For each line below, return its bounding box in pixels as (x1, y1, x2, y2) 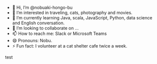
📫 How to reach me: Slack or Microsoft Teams (12, 31, 107, 36)
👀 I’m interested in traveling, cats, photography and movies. (12, 10, 132, 16)
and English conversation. (12, 20, 65, 26)
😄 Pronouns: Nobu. (12, 38, 52, 43)
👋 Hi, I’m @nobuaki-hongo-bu (12, 5, 73, 10)
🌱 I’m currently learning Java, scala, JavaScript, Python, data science (12, 15, 153, 20)
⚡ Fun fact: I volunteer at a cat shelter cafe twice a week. (12, 43, 128, 48)
